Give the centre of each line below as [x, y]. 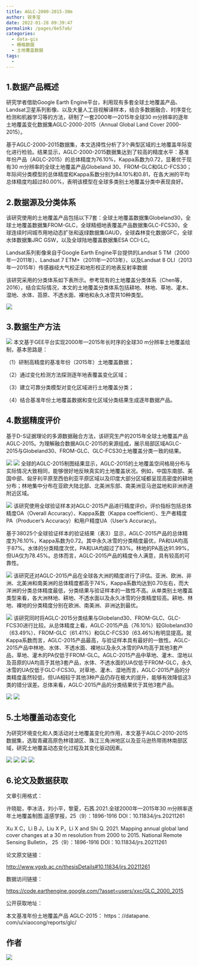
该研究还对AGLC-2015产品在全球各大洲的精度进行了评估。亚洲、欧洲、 [100, 575]
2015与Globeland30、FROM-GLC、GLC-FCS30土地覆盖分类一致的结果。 [95, 451]
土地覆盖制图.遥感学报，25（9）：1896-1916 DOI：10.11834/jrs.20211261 [98, 816]
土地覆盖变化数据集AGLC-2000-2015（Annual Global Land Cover [85, 125]
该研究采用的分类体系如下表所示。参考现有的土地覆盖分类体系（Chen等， [96, 280]
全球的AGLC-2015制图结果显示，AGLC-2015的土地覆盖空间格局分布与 [105, 463]
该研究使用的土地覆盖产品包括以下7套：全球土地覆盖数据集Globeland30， [96, 218]
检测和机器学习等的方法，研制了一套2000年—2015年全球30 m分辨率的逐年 [97, 117]
